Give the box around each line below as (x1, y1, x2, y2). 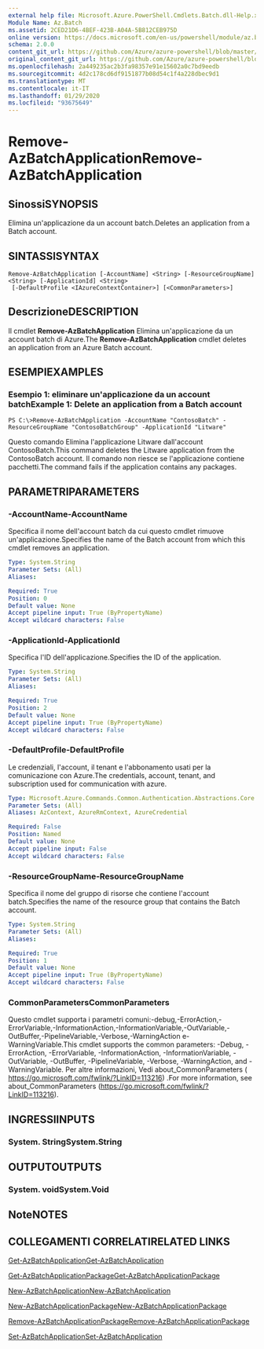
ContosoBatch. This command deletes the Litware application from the (8, 445, 235, 455)
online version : (8, 33, 61, 42)
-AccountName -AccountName (8, 508, 128, 519)
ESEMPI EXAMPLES (8, 366, 104, 379)
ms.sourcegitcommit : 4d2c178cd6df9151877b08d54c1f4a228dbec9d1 (8, 70, 220, 78)
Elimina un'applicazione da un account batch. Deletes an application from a (8, 218, 250, 228)
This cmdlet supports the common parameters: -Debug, (63, 1040, 244, 1049)
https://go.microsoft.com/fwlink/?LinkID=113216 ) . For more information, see (8, 1073, 253, 1083)
